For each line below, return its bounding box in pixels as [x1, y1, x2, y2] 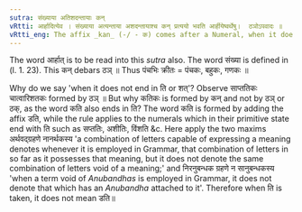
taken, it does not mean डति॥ [9, 193, 115, 204]
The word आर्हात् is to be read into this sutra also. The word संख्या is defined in [9, 55, 288, 66]
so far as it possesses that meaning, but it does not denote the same [9, 153, 264, 164]
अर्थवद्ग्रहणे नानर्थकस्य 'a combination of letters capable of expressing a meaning [9, 134, 291, 144]
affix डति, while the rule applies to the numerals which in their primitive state [9, 114, 290, 124]
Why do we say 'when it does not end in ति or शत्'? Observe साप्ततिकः [9, 83, 258, 94]
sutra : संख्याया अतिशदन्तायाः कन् [9, 13, 105, 23]
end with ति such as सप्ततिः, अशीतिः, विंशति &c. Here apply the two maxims [9, 124, 267, 134]
